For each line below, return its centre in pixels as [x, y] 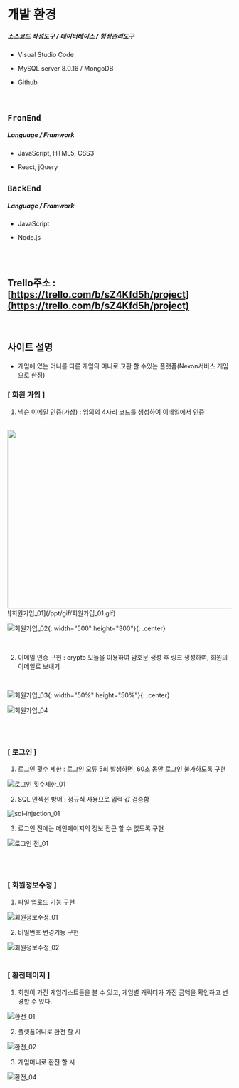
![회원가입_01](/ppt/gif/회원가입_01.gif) [62, 613]
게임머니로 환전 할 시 [46, 1062]
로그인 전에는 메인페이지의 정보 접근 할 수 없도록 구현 [91, 828]
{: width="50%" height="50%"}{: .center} [108, 695]
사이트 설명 [30, 347]
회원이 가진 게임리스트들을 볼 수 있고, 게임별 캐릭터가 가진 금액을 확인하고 [119, 992]
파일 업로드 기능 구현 [46, 902]
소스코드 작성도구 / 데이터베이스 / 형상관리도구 [71, 36]
